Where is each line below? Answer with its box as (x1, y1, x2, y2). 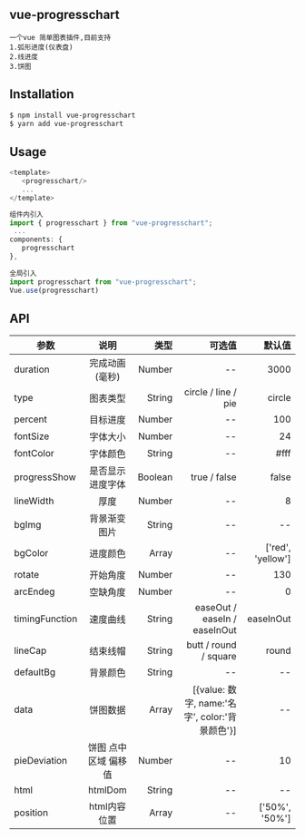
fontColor (14, 447, 54, 460)
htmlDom (87, 784, 127, 796)
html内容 (89, 800, 126, 813)
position (14, 806, 48, 819)
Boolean (137, 471, 173, 483)
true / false (190, 471, 238, 483)
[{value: (192, 684, 225, 697)
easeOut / (194, 601, 238, 614)
